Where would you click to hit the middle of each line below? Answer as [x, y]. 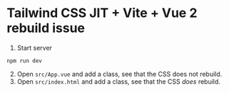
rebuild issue [46, 28]
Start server [35, 48]
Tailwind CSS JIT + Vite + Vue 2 [102, 13]
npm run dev [24, 61]
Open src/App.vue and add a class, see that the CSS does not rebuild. [119, 74]
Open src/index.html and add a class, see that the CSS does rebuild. [118, 81]
